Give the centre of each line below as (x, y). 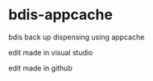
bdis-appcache (60, 15)
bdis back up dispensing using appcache (76, 37)
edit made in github (40, 68)
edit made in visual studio (51, 52)
